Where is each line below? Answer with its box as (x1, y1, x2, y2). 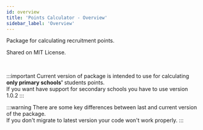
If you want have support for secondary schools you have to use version (6, 85, 188, 93)
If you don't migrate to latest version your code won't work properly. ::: (6, 117, 184, 124)
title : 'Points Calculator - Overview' (6, 15, 108, 21)
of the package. (6, 110, 46, 118)
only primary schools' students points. (6, 79, 105, 86)
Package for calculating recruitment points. (6, 37, 115, 45)
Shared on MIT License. (6, 49, 66, 56)
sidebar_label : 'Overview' (6, 20, 75, 26)
